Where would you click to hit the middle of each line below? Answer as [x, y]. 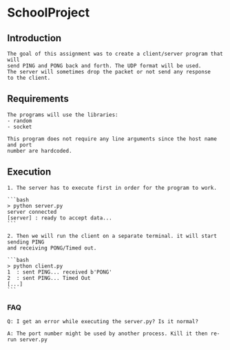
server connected [32, 212]
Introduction [34, 38]
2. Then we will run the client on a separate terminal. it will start [112, 236]
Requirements [38, 99]
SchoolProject [49, 13]
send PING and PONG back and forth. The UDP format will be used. [104, 66]
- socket [20, 127]
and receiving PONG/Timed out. [52, 248]
